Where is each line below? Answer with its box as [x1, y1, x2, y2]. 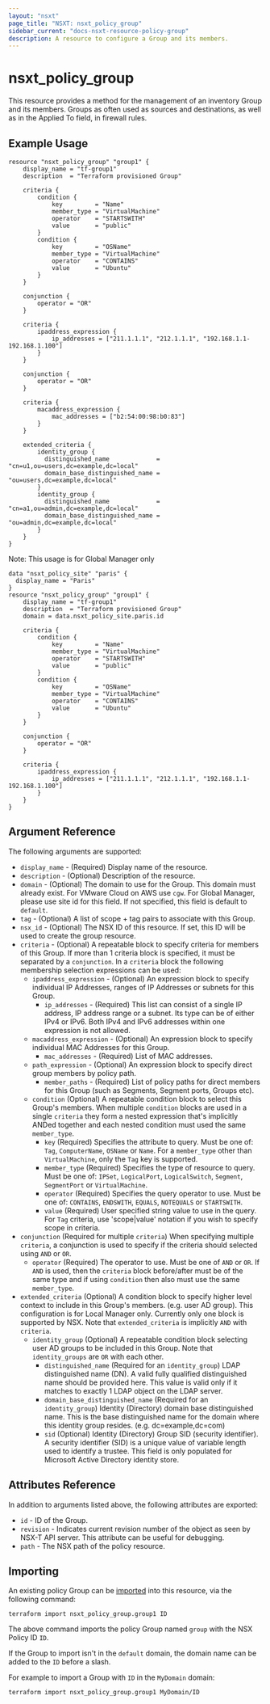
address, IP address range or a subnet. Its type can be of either [44, 1008, 255, 1018]
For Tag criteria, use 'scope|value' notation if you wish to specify [44, 1214, 259, 1224]
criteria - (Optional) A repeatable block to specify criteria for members [19, 939, 260, 949]
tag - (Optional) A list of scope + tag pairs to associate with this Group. [19, 913, 255, 923]
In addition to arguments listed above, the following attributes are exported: [8, 1499, 258, 1509]
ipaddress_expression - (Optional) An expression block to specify [31, 973, 250, 983]
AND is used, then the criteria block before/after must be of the [31, 1266, 243, 1276]
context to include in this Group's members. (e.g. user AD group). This [19, 1300, 254, 1310]
